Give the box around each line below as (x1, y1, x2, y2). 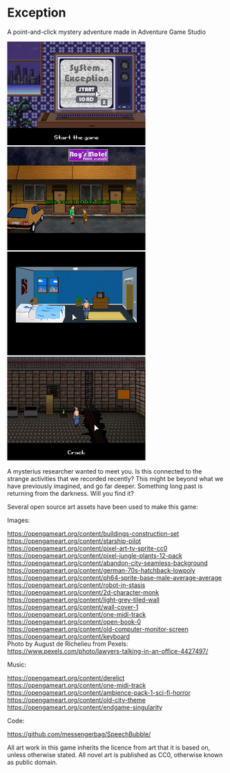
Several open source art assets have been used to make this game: (7, 503, 198, 511)
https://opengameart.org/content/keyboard (7, 632, 130, 640)
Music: (7, 660, 26, 669)
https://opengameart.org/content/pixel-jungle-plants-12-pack (7, 551, 183, 559)
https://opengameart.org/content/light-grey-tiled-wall (7, 595, 160, 604)
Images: (7, 516, 30, 524)
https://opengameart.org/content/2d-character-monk (7, 588, 160, 596)
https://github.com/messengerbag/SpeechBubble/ (7, 729, 151, 738)
